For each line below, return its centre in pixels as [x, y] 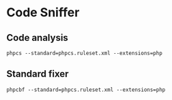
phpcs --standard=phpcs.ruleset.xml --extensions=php [85, 53]
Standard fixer [38, 74]
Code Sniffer [43, 13]
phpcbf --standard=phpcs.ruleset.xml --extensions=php [86, 90]
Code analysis [38, 38]
